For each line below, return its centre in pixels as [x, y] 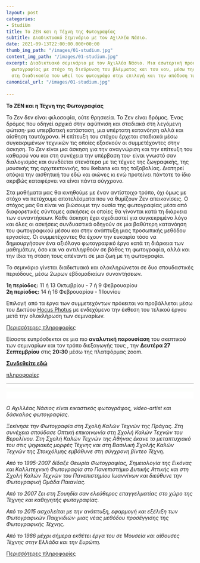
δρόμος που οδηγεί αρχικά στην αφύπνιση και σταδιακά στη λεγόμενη [94, 124]
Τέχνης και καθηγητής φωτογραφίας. [53, 500]
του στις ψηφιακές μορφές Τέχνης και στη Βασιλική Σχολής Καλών [90, 445]
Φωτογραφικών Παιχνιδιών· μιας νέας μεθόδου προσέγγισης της [87, 518]
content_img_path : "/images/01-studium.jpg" [62, 57]
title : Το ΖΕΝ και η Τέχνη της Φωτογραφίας [61, 32]
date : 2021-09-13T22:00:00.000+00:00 [53, 44]
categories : [21, 19]
